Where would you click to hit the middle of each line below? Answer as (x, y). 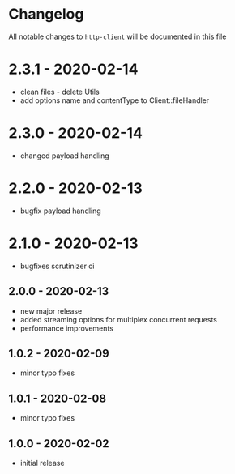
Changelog (46, 14)
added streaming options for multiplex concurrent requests (118, 319)
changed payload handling (64, 156)
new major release (51, 311)
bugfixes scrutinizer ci (57, 266)
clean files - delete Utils (60, 92)
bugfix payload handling (60, 211)
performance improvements (66, 328)
